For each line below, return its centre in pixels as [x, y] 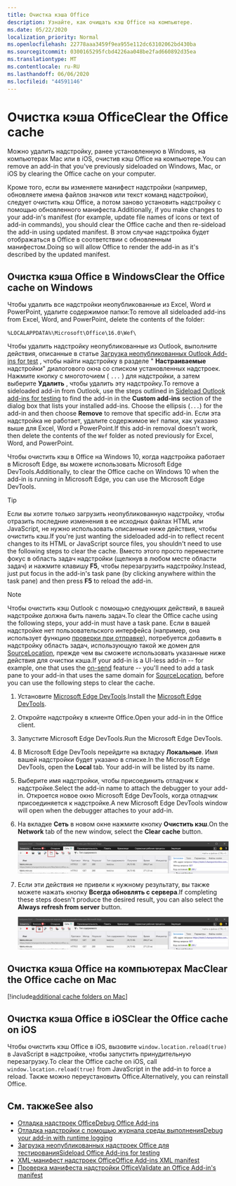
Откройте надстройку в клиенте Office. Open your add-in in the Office [120, 718]
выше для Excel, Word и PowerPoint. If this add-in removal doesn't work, [112, 428]
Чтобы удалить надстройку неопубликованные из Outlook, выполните [112, 346]
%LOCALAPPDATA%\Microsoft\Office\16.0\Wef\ [72, 334]
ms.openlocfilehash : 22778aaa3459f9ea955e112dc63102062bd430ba [102, 45]
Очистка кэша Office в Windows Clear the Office [116, 276]
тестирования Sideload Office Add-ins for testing [88, 1152]
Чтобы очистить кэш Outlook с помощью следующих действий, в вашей [116, 608]
